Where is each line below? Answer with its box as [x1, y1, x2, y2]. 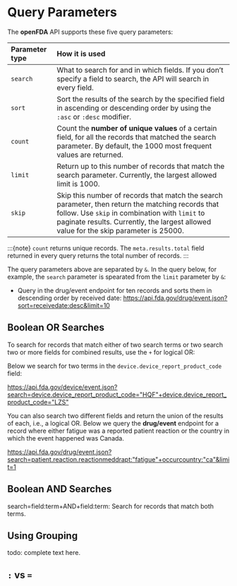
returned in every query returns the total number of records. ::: [7, 251, 189, 260]
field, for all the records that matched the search [56, 132, 217, 142]
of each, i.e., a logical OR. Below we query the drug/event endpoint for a [7, 419, 219, 427]
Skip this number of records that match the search [56, 190, 224, 200]
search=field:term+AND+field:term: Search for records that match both [7, 502, 214, 510]
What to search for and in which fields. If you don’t [56, 65, 224, 75]
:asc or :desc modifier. [56, 112, 132, 121]
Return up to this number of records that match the [56, 161, 225, 171]
